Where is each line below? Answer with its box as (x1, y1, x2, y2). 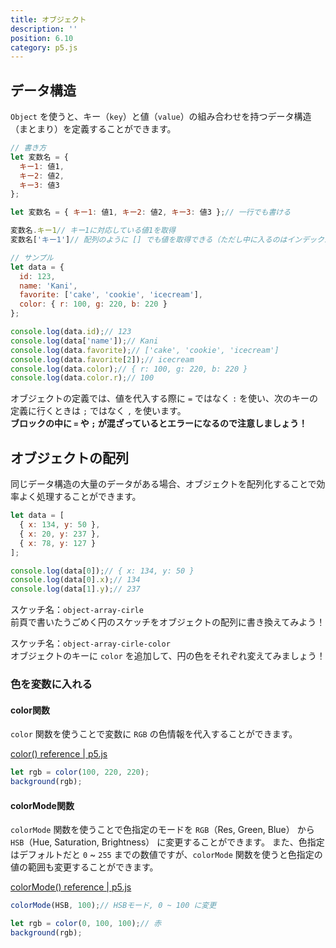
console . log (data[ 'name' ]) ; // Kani (10, 336, 159, 346)
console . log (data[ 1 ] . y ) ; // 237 (10, 584, 141, 595)
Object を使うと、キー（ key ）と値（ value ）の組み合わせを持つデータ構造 (10, 111, 312, 123)
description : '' (10, 24, 78, 34)
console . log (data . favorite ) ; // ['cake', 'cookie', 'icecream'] (10, 345, 280, 355)
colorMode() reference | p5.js (10, 881, 132, 893)
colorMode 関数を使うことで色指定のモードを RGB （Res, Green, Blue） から (10, 824, 315, 836)
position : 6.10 (10, 33, 74, 43)
